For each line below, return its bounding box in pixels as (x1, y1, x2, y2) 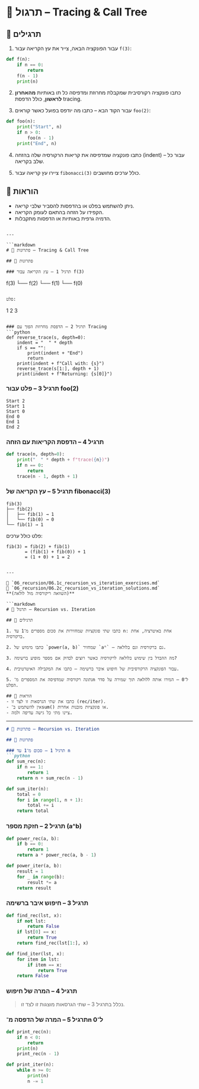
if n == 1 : (17, 764, 44, 770)
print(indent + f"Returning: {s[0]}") (17, 371, 113, 377)
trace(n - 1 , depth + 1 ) (17, 473, 78, 479)
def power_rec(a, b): (6, 835, 60, 842)
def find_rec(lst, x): (6, 912, 62, 918)
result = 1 (17, 868, 44, 874)
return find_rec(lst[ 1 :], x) (17, 940, 89, 946)
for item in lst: (17, 956, 60, 962)
